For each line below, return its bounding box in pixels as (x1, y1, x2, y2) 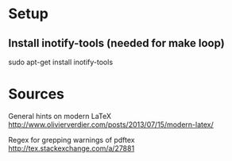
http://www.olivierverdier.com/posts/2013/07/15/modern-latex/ (8, 120, 215, 129)
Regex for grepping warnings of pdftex (8, 135, 135, 144)
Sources (8, 85, 65, 103)
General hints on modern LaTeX (8, 111, 111, 121)
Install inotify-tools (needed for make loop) (8, 36, 225, 50)
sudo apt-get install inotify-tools (8, 57, 114, 67)
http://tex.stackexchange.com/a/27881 (8, 144, 135, 153)
